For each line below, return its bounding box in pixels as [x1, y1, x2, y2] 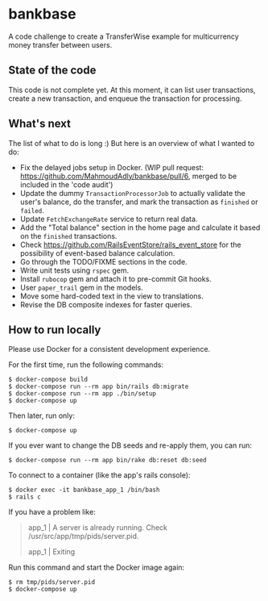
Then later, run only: [8, 411, 75, 420]
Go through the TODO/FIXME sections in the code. [19, 257, 188, 266]
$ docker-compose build [8, 376, 89, 384]
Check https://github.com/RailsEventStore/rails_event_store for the [19, 240, 241, 249]
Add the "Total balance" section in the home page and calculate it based [19, 223, 261, 232]
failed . [19, 205, 44, 215]
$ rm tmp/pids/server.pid [8, 578, 95, 586]
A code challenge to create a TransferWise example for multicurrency [8, 31, 239, 41]
